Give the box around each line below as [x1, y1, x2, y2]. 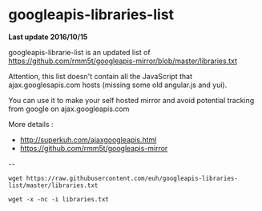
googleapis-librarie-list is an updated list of [8, 47, 151, 57]
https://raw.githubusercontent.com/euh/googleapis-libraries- [26, 174, 239, 182]
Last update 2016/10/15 [8, 32, 88, 42]
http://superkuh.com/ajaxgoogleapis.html [19, 134, 157, 145]
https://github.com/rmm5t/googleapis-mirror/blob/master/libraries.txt [8, 56, 238, 66]
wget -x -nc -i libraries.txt [8, 195, 110, 203]
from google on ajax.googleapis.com [8, 104, 130, 113]
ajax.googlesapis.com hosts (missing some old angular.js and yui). [8, 80, 228, 90]
